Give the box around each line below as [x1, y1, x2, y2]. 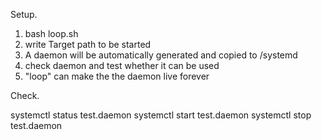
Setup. [10, 9, 38, 20]
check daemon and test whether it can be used [24, 60, 220, 71]
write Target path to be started [24, 39, 152, 50]
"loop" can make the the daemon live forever [24, 70, 210, 82]
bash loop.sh [24, 28, 79, 39]
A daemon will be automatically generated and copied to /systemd [24, 49, 298, 61]
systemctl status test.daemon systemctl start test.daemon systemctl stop [10, 109, 312, 121]
